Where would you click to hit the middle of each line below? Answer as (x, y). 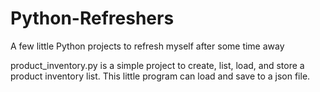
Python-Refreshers (92, 18)
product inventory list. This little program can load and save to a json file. (160, 76)
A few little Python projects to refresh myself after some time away (147, 46)
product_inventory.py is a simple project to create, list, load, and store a (157, 65)
